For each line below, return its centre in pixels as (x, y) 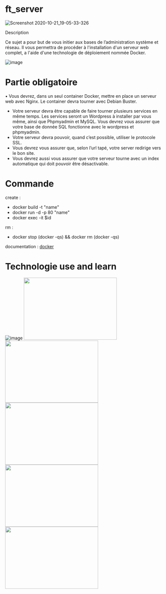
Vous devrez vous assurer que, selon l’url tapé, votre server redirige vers (86, 148)
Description (17, 32)
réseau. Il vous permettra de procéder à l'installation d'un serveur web (77, 47)
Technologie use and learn (61, 266)
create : (13, 198)
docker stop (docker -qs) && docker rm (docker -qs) (66, 237)
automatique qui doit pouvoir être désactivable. (60, 164)
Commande (30, 184)
